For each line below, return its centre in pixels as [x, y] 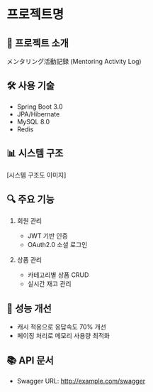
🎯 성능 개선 [29, 309]
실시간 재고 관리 [49, 284]
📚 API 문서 [30, 360]
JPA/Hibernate [38, 114]
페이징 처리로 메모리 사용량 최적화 [63, 336]
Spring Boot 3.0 [40, 107]
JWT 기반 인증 [47, 236]
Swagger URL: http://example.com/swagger [81, 381]
